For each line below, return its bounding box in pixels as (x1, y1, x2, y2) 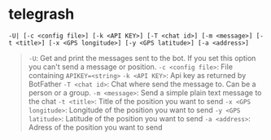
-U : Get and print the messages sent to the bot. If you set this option (28, 53, 256, 63)
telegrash (8, 5, 75, 24)
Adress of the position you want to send (28, 122, 163, 132)
